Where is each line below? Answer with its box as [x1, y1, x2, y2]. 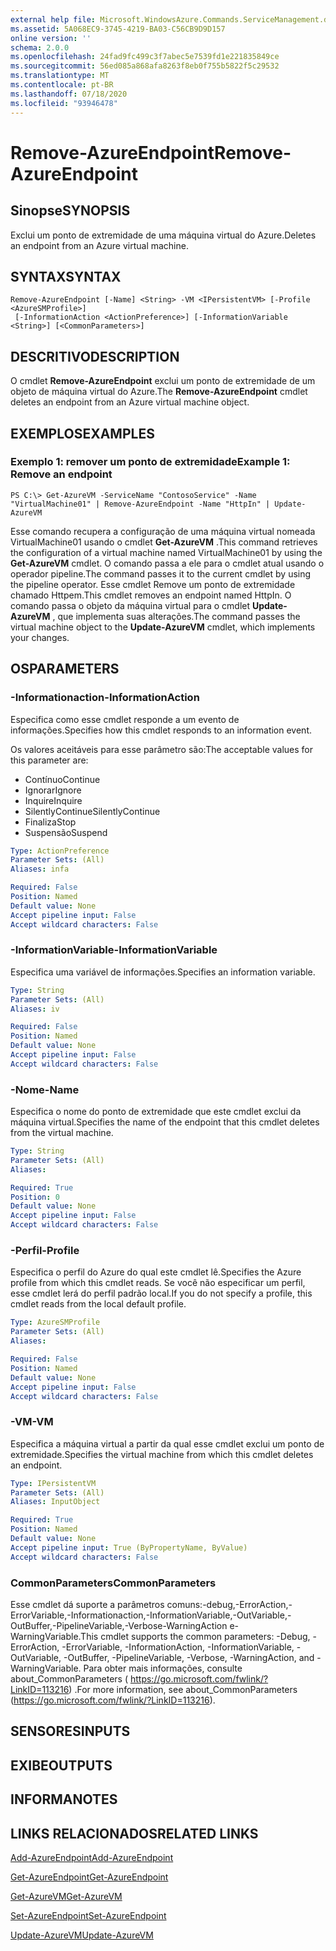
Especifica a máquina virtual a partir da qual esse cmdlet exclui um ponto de [10, 1437, 325, 1450]
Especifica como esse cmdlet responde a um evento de [10, 713, 240, 725]
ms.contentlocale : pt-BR [10, 80, 114, 90]
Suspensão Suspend [24, 826, 108, 838]
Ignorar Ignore [24, 784, 82, 796]
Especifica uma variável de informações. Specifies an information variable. [10, 966, 316, 978]
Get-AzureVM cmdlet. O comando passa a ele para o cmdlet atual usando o [10, 557, 325, 569]
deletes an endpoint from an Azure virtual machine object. [10, 396, 250, 408]
